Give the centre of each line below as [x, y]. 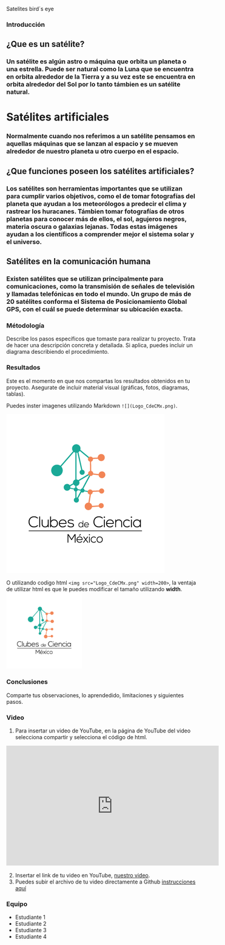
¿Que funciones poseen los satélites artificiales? [100, 171]
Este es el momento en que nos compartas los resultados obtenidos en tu [98, 381]
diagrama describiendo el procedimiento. [58, 352]
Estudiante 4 [31, 936]
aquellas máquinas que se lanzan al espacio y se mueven [92, 144]
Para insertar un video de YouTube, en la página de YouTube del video [103, 731]
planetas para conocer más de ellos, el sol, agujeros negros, [96, 219]
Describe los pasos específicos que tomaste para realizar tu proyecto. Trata [101, 339]
